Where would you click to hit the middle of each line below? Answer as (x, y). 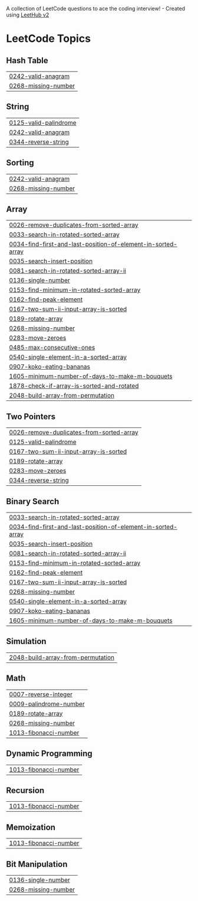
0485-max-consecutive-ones (52, 348)
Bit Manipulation (37, 864)
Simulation (26, 642)
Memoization (31, 827)
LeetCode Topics (49, 39)
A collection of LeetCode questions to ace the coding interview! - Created (96, 9)
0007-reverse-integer (41, 694)
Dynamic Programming (49, 754)
